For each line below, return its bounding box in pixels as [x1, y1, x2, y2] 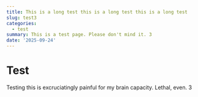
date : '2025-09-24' [6, 37, 56, 43]
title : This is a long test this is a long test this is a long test [6, 9, 188, 15]
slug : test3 [6, 15, 37, 21]
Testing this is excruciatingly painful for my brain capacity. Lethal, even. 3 [6, 84, 192, 91]
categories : [6, 20, 37, 26]
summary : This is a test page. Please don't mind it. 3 [6, 32, 152, 38]
